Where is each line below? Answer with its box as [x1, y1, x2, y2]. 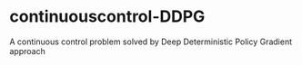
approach [9, 45, 45, 56]
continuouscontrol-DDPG [9, 6, 206, 27]
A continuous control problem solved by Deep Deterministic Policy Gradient [9, 36, 293, 47]
